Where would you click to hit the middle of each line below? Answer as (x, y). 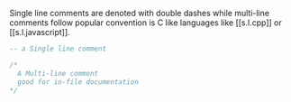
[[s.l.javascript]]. (40, 32)
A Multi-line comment (58, 73)
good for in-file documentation (78, 82)
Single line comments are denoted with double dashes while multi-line (140, 13)
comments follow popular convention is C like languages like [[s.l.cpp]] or (145, 23)
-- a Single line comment (58, 49)
